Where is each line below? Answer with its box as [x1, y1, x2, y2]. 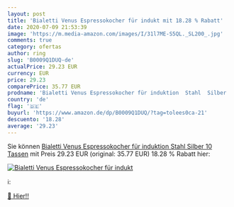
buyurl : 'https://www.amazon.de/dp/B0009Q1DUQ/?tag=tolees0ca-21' [7, 109, 208, 116]
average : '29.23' [7, 122, 59, 130]
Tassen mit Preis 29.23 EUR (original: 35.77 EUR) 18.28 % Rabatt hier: [7, 150, 211, 158]
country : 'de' [7, 96, 50, 103]
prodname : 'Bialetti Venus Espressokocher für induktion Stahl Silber [7, 89, 227, 96]
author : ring [7, 50, 46, 57]
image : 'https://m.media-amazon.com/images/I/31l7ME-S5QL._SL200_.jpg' [7, 30, 223, 38]
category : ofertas [7, 43, 62, 50]
